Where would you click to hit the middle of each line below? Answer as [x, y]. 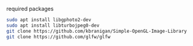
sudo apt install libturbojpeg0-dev [53, 25]
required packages [30, 9]
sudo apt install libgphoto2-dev [49, 20]
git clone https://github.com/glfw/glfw [59, 37]
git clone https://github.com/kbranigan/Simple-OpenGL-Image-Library [97, 31]
